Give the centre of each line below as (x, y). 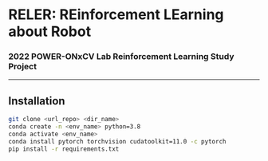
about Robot (50, 31)
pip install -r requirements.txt (64, 149)
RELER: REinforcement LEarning (116, 15)
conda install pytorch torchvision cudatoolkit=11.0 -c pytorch (117, 141)
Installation (37, 101)
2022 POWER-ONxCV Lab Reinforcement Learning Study (121, 57)
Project (23, 67)
